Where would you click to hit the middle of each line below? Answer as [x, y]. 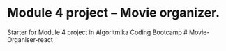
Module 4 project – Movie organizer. [114, 13]
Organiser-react [30, 39]
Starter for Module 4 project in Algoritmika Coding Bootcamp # [98, 32]
